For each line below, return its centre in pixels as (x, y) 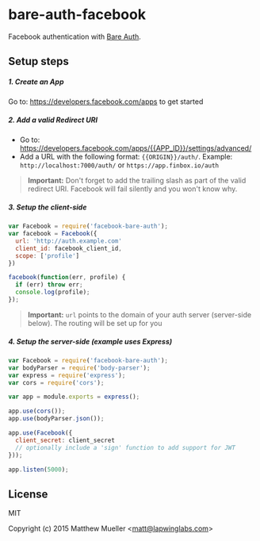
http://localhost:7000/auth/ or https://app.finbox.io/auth (119, 165)
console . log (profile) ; (53, 292)
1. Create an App (36, 82)
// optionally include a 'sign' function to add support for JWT (126, 447)
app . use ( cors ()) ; (37, 411)
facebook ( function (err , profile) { (67, 278)
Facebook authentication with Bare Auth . (75, 36)
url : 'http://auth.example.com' (69, 241)
